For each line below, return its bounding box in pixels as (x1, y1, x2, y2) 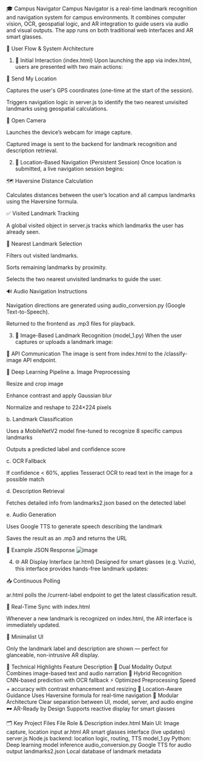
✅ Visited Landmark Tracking (6, 209, 79, 217)
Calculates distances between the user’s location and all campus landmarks (6, 191, 196, 198)
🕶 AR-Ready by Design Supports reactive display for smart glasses (6, 705, 176, 712)
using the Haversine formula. (6, 198, 79, 205)
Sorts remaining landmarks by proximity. (6, 264, 107, 271)
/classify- (164, 350, 188, 357)
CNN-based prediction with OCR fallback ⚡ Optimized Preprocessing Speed (6, 676, 196, 684)
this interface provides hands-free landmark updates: (15, 565, 149, 572)
